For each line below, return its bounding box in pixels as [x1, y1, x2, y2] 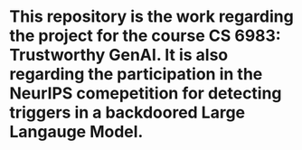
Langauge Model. [9, 122, 144, 142]
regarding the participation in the [9, 64, 263, 85]
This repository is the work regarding [9, 6, 294, 27]
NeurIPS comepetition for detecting [9, 83, 282, 104]
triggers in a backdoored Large [9, 102, 246, 123]
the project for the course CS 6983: [9, 25, 282, 46]
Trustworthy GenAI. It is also [9, 45, 229, 65]
